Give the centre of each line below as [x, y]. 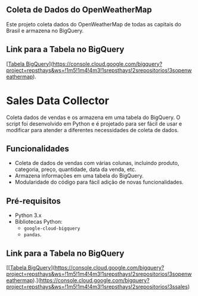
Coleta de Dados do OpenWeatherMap [79, 10]
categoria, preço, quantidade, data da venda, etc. [75, 169]
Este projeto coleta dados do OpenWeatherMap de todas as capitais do [94, 24]
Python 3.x [28, 215]
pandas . [33, 234]
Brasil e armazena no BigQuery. [45, 30]
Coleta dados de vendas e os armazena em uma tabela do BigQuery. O [93, 117]
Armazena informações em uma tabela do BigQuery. [79, 176]
